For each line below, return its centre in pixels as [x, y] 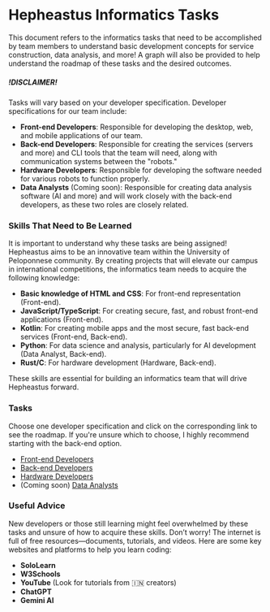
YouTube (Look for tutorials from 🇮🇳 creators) [98, 582]
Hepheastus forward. [44, 387]
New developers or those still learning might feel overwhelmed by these [129, 523]
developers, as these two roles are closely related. [104, 204]
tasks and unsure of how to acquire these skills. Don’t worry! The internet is [135, 532]
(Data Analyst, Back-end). [63, 354]
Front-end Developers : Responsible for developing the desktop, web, [137, 127]
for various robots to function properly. [85, 178]
